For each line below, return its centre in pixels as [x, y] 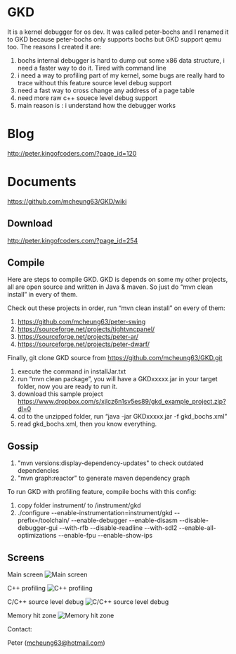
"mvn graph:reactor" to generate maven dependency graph [104, 478]
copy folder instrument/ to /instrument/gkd [79, 505]
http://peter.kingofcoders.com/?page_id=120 [72, 153]
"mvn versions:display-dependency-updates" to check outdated [110, 463]
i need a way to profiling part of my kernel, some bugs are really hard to [121, 75]
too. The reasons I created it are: [54, 47]
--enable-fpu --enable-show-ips [105, 536]
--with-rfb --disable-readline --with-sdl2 [118, 528]
